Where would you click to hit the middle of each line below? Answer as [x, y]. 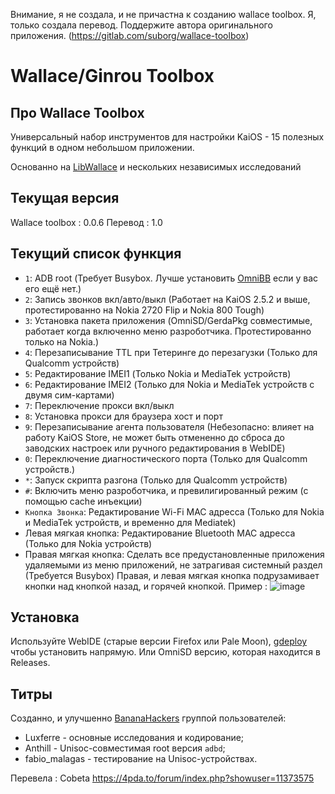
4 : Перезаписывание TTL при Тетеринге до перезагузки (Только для [171, 352]
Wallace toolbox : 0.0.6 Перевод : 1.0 [86, 222]
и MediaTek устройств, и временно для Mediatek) [130, 522]
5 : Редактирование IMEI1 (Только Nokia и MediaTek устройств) [158, 373]
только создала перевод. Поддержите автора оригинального [141, 25]
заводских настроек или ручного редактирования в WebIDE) [155, 448]
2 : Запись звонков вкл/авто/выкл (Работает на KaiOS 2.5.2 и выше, [167, 299]
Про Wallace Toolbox [77, 112]
